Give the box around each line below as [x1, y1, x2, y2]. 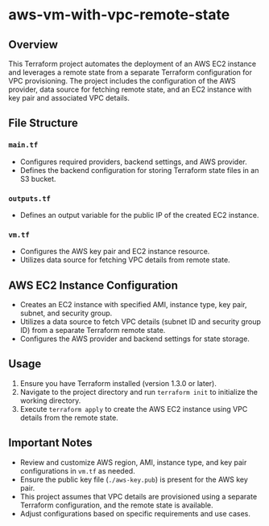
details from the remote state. [19, 413, 118, 422]
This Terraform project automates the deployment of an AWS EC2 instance [8, 59, 256, 68]
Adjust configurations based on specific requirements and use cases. [19, 508, 251, 518]
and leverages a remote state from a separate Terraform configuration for [8, 68, 252, 77]
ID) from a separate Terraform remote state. [19, 326, 166, 335]
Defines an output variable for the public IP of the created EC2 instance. [19, 210, 259, 220]
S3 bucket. [19, 174, 56, 183]
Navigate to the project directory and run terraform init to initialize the [19, 387, 259, 397]
